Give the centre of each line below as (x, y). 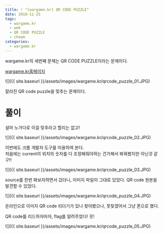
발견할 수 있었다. (21, 186)
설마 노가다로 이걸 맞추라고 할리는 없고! (43, 127)
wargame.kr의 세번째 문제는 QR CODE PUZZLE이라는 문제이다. (66, 61)
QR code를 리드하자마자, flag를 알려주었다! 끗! (50, 216)
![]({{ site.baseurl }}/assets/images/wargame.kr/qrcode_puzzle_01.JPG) (78, 81)
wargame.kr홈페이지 (25, 71)
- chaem (17, 37)
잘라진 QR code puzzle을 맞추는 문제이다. (46, 91)
